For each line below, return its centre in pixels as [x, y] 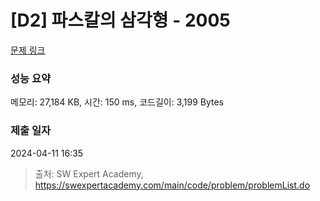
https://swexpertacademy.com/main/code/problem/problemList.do [172, 185]
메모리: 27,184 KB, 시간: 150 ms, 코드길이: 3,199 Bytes [117, 102]
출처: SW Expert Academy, [89, 173]
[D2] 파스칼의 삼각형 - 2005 [120, 20]
